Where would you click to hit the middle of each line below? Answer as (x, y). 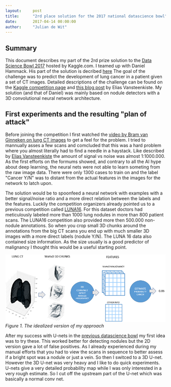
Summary (21, 48)
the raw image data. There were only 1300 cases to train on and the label (82, 172)
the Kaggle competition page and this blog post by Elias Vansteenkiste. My (83, 88)
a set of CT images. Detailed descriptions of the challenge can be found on (84, 82)
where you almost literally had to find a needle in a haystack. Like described (85, 151)
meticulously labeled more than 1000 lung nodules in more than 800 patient (84, 214)
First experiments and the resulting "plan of (76, 114)
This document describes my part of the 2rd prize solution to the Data (78, 61)
